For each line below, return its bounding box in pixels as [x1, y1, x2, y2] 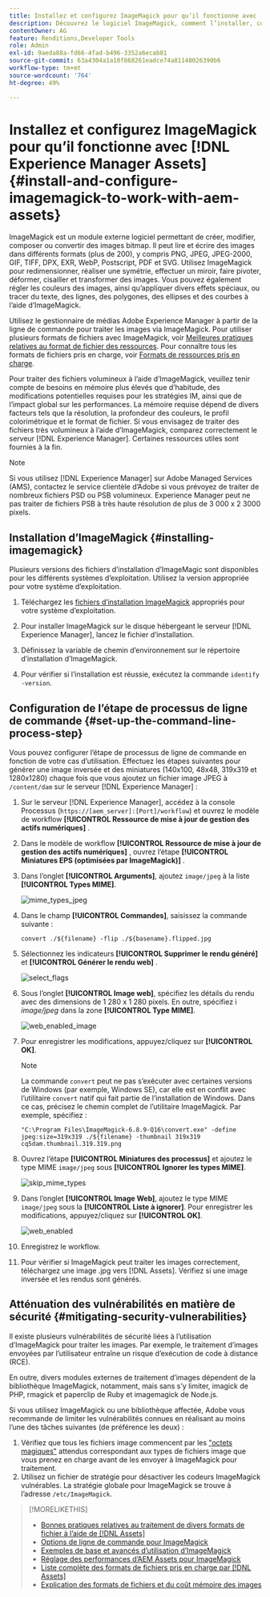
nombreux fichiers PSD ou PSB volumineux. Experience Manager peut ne [9, 490, 251, 500]
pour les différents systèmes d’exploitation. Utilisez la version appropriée [9, 573, 249, 583]
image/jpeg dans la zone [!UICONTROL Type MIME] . [20, 1006, 195, 1015]
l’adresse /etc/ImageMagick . [20, 1489, 113, 1498]
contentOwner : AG [9, 26, 67, 35]
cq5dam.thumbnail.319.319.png [20, 1140, 123, 1148]
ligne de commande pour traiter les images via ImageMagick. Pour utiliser [9, 324, 252, 334]
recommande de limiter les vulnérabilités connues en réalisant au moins [9, 1413, 246, 1423]
